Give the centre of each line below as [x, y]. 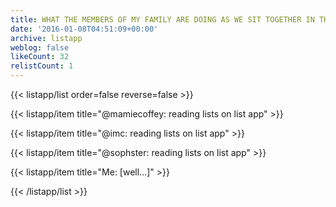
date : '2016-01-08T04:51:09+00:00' [84, 29]
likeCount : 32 [40, 57]
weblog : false [40, 47]
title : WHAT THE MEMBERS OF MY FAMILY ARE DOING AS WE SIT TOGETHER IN [162, 19]
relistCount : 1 [42, 66]
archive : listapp [46, 38]
